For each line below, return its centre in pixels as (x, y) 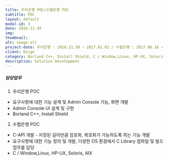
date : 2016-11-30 (23, 29)
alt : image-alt (21, 43)
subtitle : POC (20, 15)
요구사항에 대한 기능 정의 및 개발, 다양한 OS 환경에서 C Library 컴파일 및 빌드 (88, 141)
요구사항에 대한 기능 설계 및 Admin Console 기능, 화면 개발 (70, 102)
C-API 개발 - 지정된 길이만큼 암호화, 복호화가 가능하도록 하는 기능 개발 (81, 135)
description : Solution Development (43, 61)
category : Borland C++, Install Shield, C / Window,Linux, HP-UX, (76, 56)
